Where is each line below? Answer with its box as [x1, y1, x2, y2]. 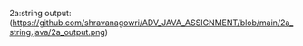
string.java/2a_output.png [9, 27, 106, 37]
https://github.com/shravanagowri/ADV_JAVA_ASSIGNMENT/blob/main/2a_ [12, 17, 294, 28]
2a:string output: [9, 8, 72, 18]
